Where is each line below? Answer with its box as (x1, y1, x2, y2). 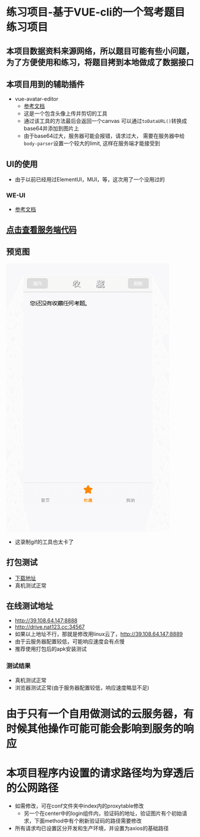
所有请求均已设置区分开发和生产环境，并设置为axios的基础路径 (14, 824, 169, 832)
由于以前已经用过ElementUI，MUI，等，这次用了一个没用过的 (14, 176, 165, 183)
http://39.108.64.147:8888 (14, 617, 78, 624)
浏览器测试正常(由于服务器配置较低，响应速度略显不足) (14, 684, 150, 691)
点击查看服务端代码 (6, 224, 77, 234)
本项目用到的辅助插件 (6, 79, 85, 89)
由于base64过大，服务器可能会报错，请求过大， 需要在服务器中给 (23, 132, 185, 140)
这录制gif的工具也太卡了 (14, 538, 74, 545)
